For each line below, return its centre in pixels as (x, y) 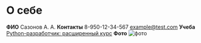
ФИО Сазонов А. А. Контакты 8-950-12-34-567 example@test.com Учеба (101, 27)
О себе (24, 10)
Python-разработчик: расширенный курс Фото (67, 33)
